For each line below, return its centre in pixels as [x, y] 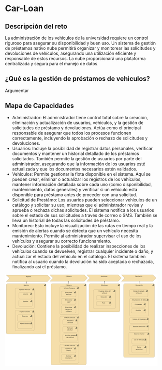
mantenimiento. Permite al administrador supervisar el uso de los [77, 236]
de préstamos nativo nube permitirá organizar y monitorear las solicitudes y [80, 48]
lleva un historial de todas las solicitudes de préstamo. [66, 220]
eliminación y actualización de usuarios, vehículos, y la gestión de [78, 123]
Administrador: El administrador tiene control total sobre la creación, [80, 117]
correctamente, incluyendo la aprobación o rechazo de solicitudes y [80, 138]
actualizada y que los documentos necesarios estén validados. [75, 169]
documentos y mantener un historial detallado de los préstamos [75, 154]
